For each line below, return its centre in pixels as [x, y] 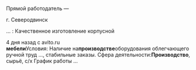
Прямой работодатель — [38, 8]
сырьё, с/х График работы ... [42, 61]
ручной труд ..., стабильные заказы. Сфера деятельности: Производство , [98, 55]
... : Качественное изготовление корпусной [60, 31]
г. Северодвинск [27, 20]
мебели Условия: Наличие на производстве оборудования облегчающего [98, 48]
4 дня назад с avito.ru [33, 42]
